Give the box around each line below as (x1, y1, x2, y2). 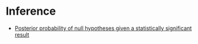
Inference (6, 4, 56, 18)
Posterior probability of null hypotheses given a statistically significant (14, 24, 192, 32)
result (14, 31, 29, 38)
